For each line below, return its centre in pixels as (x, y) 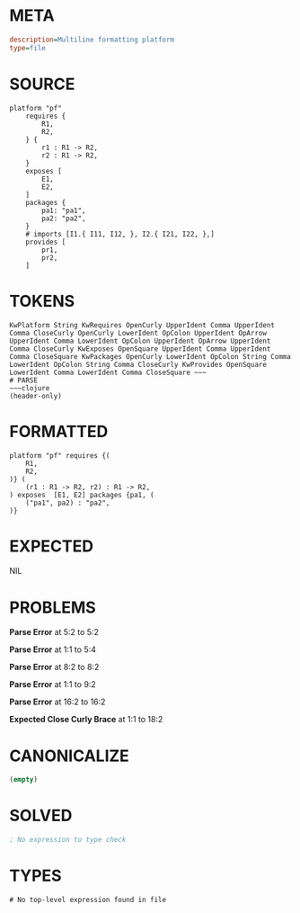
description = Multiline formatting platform (92, 40)
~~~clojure (30, 388)
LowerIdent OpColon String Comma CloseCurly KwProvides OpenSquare (138, 364)
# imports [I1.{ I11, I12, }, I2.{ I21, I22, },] (120, 234)
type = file (28, 48)
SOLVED (41, 816)
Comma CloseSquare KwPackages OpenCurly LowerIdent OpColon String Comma (150, 356)
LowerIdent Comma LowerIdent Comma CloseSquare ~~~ (108, 372)
